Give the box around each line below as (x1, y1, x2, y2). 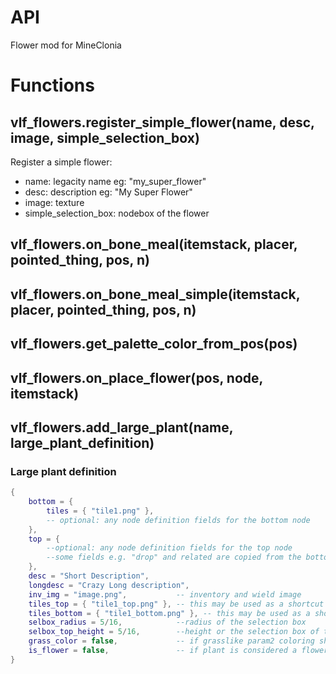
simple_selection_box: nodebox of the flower (24, 207, 210, 219)
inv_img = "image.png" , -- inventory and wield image (28, 589, 302, 600)
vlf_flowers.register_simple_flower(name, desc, (10, 114, 315, 131)
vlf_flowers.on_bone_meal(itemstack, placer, (10, 236, 298, 253)
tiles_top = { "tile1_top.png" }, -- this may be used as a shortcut (28, 599, 325, 609)
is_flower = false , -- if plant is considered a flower (28, 646, 329, 656)
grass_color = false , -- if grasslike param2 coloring (28, 636, 315, 646)
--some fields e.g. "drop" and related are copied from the (46, 552, 302, 563)
